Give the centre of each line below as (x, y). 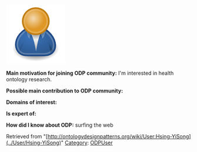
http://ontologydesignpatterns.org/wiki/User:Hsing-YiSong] (119, 136)
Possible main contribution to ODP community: (65, 91)
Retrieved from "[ (27, 136)
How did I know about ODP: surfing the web (60, 125)
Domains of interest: (31, 102)
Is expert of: (21, 113)
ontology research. (29, 79)
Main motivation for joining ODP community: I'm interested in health (90, 73)
